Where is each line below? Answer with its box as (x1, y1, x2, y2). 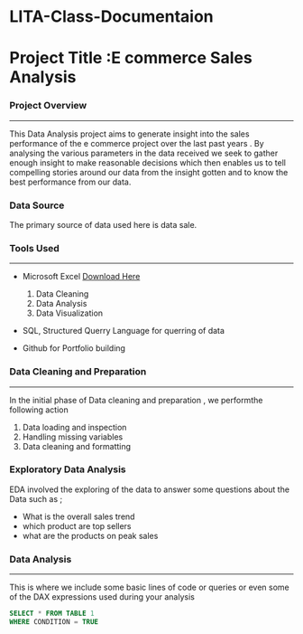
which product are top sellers (22, 520, 133, 531)
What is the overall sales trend (22, 511, 135, 522)
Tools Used (9, 241, 60, 254)
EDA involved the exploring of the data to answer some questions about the (9, 484, 290, 495)
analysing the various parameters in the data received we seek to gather (9, 147, 279, 158)
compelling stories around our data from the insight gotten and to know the (9, 166, 289, 177)
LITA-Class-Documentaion (9, 6, 214, 27)
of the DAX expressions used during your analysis (9, 591, 196, 602)
